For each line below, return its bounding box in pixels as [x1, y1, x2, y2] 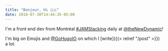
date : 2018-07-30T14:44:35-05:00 [5, 12, 75, 17]
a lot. [5, 40, 16, 46]
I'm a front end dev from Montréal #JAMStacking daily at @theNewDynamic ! [5, 25, 163, 31]
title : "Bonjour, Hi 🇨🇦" [5, 7, 59, 12]
